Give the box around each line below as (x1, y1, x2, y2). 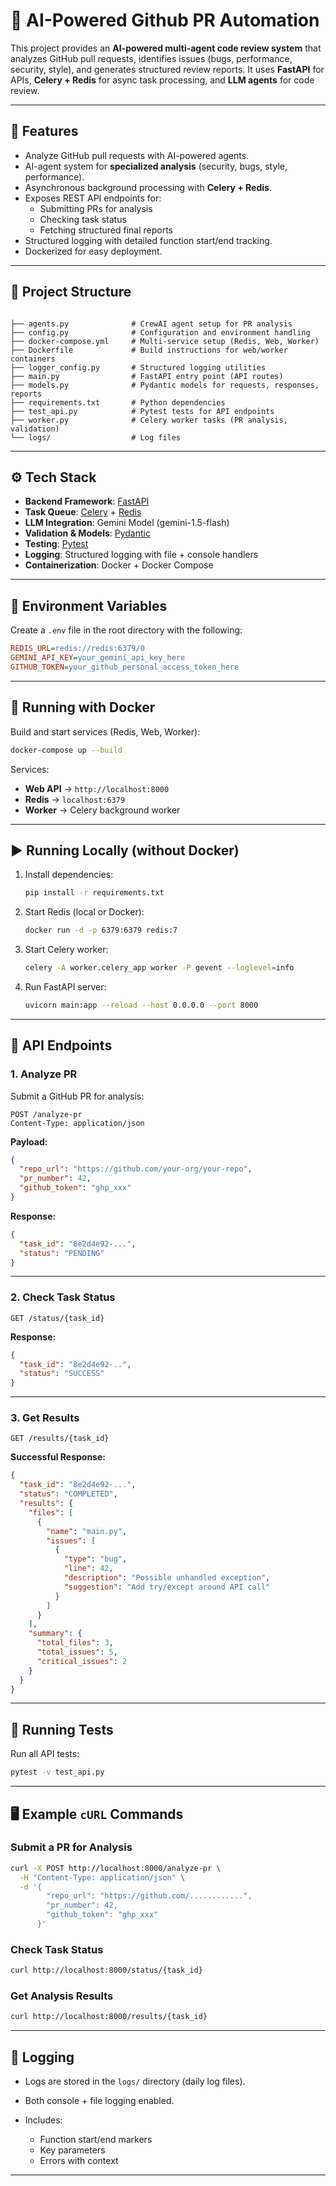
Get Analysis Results (10, 1989, 114, 2003)
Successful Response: (10, 1451, 106, 1463)
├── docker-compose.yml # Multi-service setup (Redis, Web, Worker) (10, 336, 320, 346)
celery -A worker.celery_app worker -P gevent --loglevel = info (24, 963, 295, 973)
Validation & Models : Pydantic (24, 527, 151, 539)
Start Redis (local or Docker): (24, 906, 145, 918)
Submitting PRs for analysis (39, 202, 153, 214)
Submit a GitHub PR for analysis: (10, 1090, 145, 1102)
